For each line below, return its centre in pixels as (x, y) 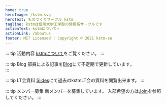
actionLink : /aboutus (28, 33)
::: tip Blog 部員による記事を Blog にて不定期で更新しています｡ (69, 64)
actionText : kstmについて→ (32, 29)
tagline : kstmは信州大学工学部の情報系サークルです (54, 24)
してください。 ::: (23, 97)
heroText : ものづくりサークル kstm (39, 19)
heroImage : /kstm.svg (28, 15)
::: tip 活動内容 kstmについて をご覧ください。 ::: (55, 53)
